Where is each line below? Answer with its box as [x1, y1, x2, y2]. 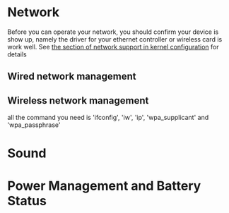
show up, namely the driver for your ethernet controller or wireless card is [7, 35, 223, 43]
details [7, 50, 27, 59]
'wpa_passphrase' [7, 121, 61, 129]
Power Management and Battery [7, 178, 201, 194]
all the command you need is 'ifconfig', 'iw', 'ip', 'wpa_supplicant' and [7, 114, 209, 122]
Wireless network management [7, 95, 149, 107]
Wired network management [7, 71, 136, 83]
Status [7, 193, 47, 209]
